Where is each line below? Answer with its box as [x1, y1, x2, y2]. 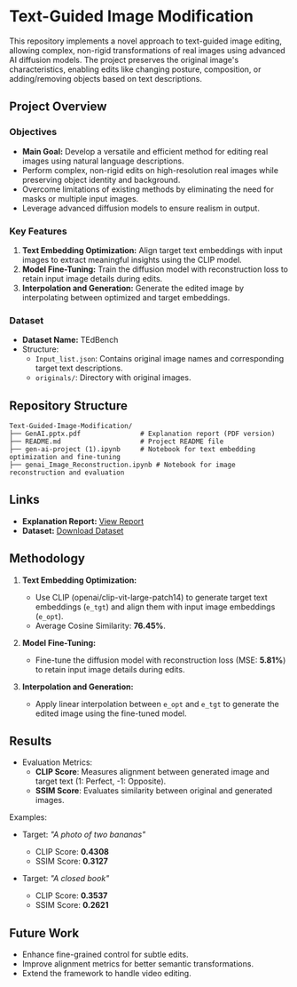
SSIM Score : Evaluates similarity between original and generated [35, 785, 273, 796]
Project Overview [9, 99, 107, 115]
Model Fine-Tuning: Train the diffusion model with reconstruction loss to [21, 264, 289, 275]
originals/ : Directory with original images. [35, 372, 191, 383]
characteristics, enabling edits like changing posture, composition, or [9, 64, 262, 75]
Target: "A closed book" [21, 873, 110, 884]
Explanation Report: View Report [21, 515, 145, 526]
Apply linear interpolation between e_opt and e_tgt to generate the [35, 698, 279, 709]
